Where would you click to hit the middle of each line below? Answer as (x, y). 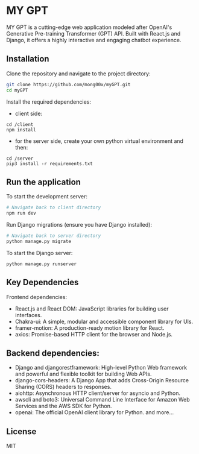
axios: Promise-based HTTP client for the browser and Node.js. (94, 334)
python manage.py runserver (42, 264)
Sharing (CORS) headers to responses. (63, 387)
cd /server (20, 158)
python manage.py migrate (39, 241)
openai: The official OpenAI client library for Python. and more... (94, 412)
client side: (29, 113)
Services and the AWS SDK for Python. (63, 406)
